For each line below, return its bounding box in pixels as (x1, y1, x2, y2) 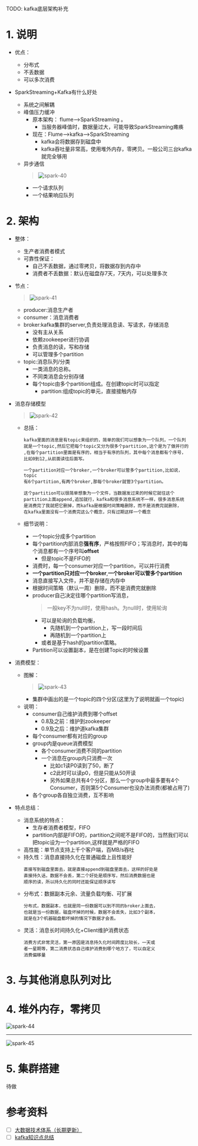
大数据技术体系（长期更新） (14, 1126, 82, 1133)
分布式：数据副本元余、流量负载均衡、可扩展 (23, 890, 133, 897)
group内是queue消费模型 (32, 740, 93, 747)
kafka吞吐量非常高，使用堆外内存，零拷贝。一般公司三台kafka (41, 145, 192, 152)
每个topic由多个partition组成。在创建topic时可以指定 (32, 380, 160, 387)
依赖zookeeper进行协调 (32, 336, 90, 343)
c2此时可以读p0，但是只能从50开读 (49, 769, 137, 776)
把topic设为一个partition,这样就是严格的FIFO (32, 838, 140, 846)
